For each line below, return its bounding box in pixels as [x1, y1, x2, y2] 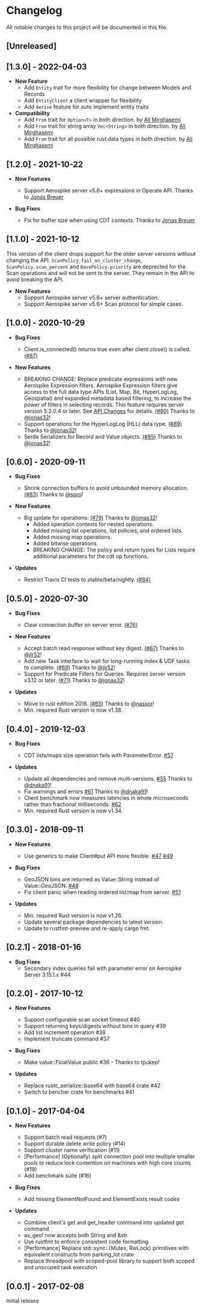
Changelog [6, 4, 63, 17]
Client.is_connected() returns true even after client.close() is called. [23, 345, 191, 353]
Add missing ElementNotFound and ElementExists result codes [23, 1196, 180, 1203]
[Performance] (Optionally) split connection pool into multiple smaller [23, 1153, 195, 1160]
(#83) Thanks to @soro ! [23, 491, 83, 498]
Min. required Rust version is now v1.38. [23, 706, 123, 714]
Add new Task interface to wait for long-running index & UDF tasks [23, 658, 190, 665]
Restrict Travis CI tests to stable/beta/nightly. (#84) [23, 576, 151, 583]
